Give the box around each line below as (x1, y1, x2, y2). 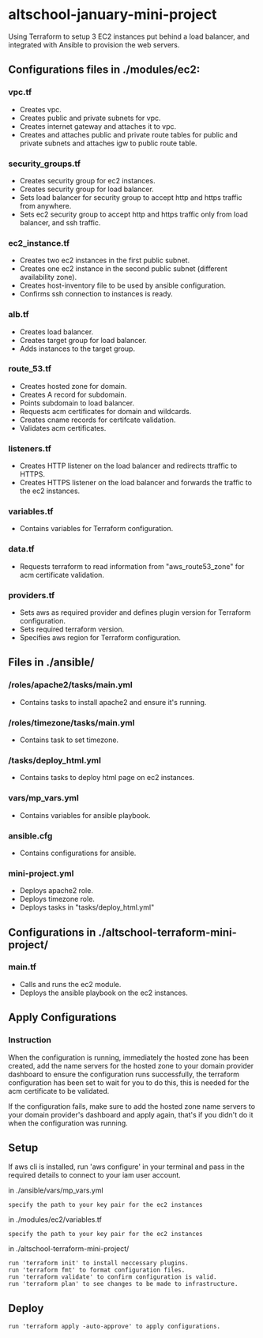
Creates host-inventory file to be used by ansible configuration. (19, 281, 227, 290)
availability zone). (19, 273, 77, 282)
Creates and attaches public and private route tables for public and (19, 130, 239, 139)
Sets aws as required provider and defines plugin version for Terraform (19, 608, 251, 617)
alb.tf (8, 309, 29, 320)
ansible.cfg (8, 830, 53, 841)
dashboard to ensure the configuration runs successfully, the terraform (8, 1069, 239, 1079)
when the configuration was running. (8, 1118, 128, 1128)
